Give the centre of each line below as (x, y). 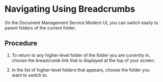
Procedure (21, 43)
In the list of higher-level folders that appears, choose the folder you (81, 70)
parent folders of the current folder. (41, 27)
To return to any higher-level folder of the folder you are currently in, (81, 55)
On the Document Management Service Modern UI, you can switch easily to (81, 23)
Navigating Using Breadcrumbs (70, 9)
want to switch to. (30, 75)
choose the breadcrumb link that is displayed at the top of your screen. (83, 60)
